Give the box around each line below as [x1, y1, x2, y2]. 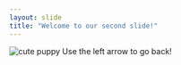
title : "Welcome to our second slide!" [9, 21, 159, 30]
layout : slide [9, 12, 63, 22]
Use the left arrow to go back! [62, 45, 172, 56]
